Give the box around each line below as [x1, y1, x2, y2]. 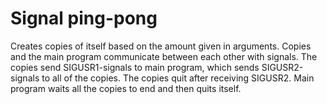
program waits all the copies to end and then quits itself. [10, 82, 242, 94]
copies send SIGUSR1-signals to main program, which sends [10, 61, 260, 73]
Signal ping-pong [10, 7, 158, 30]
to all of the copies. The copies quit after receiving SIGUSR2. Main [41, 72, 315, 84]
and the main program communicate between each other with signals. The [10, 50, 318, 62]
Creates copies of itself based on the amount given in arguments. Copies [10, 40, 312, 52]
